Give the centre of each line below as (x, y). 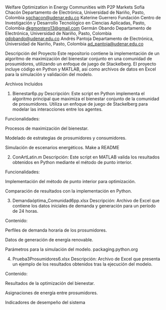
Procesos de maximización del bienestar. (47, 128)
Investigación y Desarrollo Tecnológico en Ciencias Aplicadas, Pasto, (75, 23)
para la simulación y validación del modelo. (49, 74)
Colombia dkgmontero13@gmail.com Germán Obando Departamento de (78, 28)
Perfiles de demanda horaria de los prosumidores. (56, 230)
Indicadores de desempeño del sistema (45, 302)
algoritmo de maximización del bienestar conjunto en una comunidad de (79, 58)
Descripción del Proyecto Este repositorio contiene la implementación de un (82, 53)
